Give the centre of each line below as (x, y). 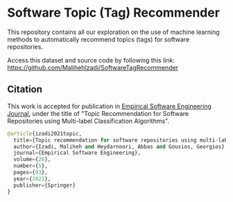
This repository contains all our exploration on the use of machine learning (113, 32)
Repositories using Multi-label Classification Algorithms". (88, 121)
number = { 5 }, (31, 166)
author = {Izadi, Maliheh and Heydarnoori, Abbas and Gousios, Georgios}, (121, 146)
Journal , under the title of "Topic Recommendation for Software (98, 113)
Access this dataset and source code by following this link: (91, 60)
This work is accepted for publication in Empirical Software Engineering (109, 106)
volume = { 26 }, (32, 160)
